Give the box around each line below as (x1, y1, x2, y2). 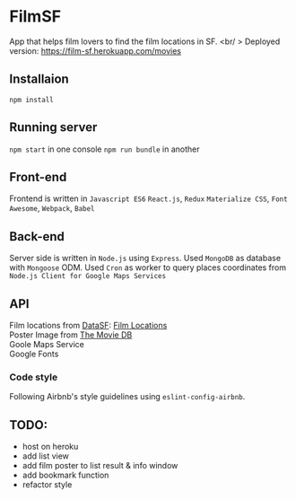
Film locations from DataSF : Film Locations (9, 320, 168, 330)
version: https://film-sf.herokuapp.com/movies (9, 45, 182, 56)
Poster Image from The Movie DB (9, 329, 133, 340)
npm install (9, 95, 54, 104)
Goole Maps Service (9, 339, 85, 349)
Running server (9, 119, 98, 136)
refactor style (22, 479, 73, 490)
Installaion (9, 72, 69, 87)
